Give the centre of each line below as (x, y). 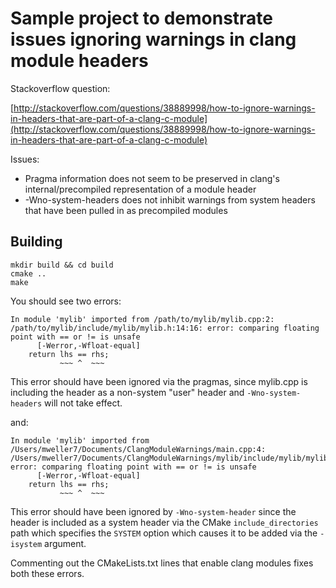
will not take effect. (83, 403)
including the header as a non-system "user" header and (127, 392)
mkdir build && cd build (62, 265)
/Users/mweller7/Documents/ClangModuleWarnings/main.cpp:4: (138, 449)
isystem (26, 544)
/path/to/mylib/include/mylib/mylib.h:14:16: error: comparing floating (165, 328)
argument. (65, 543)
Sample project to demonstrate (141, 18)
